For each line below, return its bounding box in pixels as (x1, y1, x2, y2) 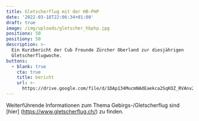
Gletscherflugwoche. (11, 53, 62, 58)
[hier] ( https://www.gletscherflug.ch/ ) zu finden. (6, 107, 124, 115)
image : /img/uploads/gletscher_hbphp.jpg (6, 25, 110, 31)
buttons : (6, 58, 28, 64)
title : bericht (17, 74, 54, 80)
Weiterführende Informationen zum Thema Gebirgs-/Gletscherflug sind (6, 102, 180, 109)
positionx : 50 (6, 31, 41, 37)
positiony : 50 (6, 36, 41, 42)
